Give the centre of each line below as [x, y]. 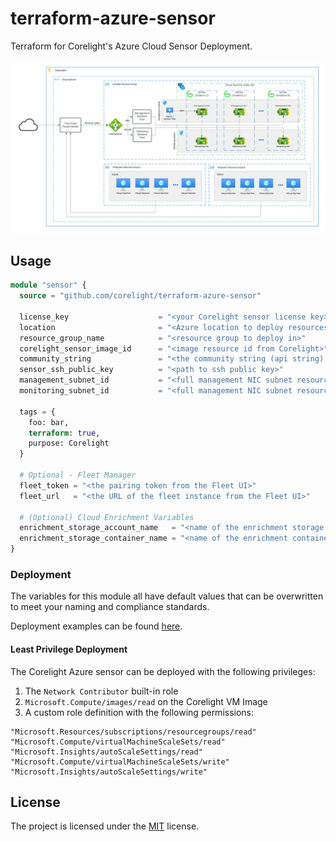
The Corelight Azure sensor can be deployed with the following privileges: [163, 671]
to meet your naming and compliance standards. [110, 607]
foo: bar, [49, 422]
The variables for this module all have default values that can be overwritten [167, 596]
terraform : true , [64, 433]
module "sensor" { [48, 285]
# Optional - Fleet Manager [78, 475]
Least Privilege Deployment [69, 649]
